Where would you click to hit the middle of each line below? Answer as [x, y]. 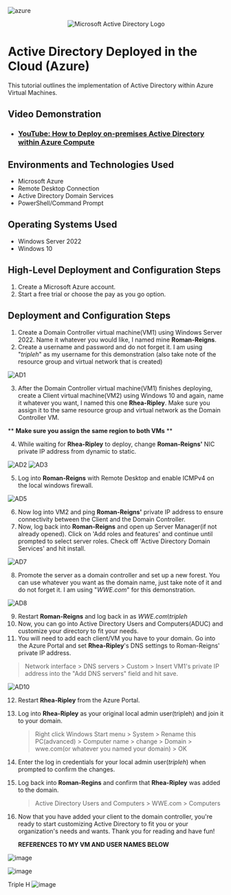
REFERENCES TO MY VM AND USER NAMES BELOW [93, 844]
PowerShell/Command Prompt [60, 203]
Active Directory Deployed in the [103, 52]
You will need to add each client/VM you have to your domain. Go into [117, 638]
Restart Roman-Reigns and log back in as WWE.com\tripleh [102, 616]
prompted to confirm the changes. [66, 769]
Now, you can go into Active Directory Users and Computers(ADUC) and [120, 623]
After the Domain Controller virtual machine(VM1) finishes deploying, [115, 388]
